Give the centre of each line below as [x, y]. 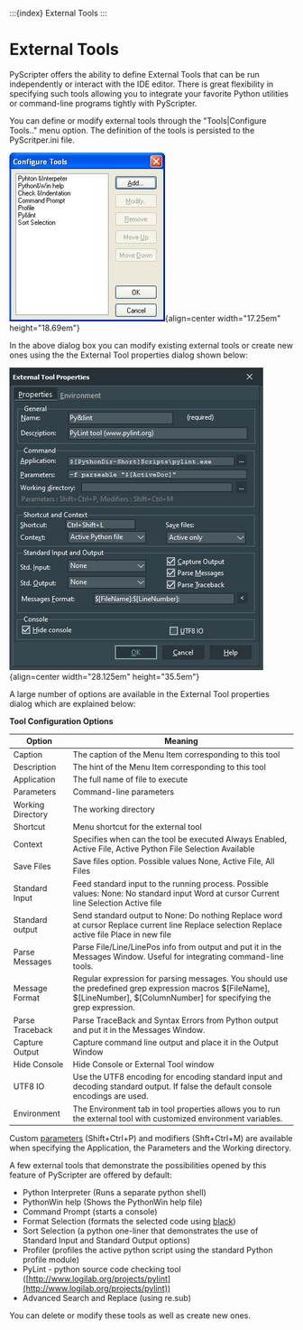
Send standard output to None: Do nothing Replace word [177, 915]
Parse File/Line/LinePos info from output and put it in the [177, 947]
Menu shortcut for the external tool [138, 826]
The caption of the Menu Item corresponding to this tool [176, 754]
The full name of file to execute [130, 779]
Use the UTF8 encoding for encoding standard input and [178, 1077]
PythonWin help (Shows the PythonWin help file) [112, 1202]
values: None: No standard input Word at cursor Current [176, 893]
